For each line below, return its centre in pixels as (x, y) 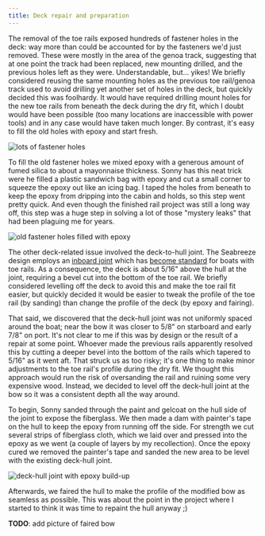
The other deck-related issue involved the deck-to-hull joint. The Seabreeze (132, 252)
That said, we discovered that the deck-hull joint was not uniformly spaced (130, 318)
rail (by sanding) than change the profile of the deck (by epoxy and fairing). (131, 302)
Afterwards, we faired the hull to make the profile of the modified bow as (127, 491)
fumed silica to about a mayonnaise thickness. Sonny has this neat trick (125, 170)
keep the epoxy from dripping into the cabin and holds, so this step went (127, 196)
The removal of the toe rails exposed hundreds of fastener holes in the (123, 38)
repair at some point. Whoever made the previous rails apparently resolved (131, 344)
